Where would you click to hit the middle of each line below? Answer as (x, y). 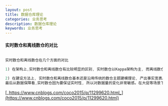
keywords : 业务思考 (24, 28)
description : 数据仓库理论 (31, 24)
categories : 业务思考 (26, 19)
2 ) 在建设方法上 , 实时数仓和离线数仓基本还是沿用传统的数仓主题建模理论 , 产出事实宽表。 (85, 78)
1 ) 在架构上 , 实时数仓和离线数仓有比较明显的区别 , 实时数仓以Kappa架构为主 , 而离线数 (83, 69)
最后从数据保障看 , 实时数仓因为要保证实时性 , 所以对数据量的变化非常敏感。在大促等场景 (83, 83)
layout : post (19, 10)
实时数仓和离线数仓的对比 (31, 45)
